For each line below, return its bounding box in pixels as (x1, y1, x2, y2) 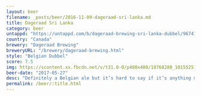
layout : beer (6, 8, 39, 15)
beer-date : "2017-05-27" (6, 70, 68, 76)
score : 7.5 (6, 58, 33, 64)
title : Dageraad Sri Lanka (6, 20, 74, 26)
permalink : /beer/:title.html (6, 81, 82, 87)
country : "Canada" (6, 36, 52, 42)
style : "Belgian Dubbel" (6, 53, 68, 59)
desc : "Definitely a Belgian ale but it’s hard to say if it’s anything (6, 75, 191, 81)
